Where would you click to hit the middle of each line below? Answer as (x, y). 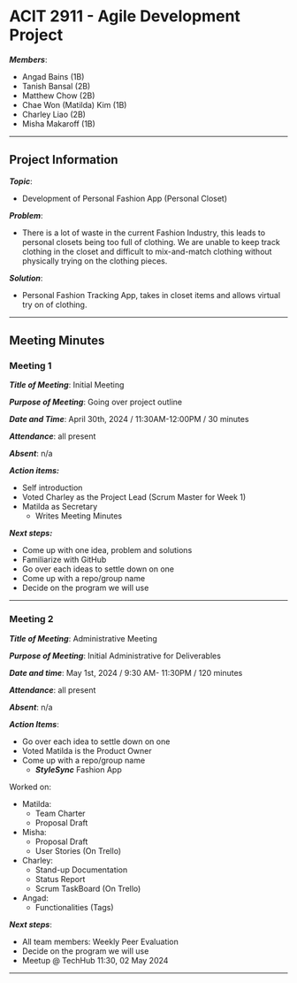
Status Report (60, 879)
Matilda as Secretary (60, 507)
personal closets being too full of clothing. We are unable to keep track (151, 242)
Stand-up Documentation (81, 870)
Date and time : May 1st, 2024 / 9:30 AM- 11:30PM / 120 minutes (126, 672)
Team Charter (60, 813)
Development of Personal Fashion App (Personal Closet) (125, 198)
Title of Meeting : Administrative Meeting (83, 638)
